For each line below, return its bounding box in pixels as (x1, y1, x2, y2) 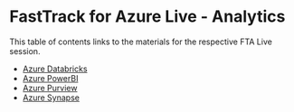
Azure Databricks (22, 63, 88, 74)
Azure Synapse (22, 92, 80, 103)
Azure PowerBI (22, 72, 79, 83)
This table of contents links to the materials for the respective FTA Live (9, 36, 273, 47)
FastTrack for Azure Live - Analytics (9, 6, 286, 27)
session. (9, 45, 41, 56)
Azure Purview (22, 82, 78, 93)
